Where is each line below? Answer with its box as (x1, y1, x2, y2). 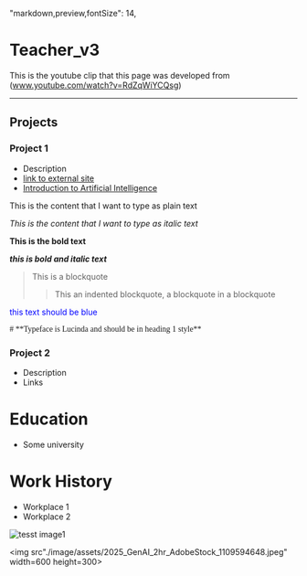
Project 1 (9, 142, 48, 155)
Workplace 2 (22, 511, 71, 522)
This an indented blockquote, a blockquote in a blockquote (54, 288, 276, 300)
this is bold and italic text (9, 253, 108, 264)
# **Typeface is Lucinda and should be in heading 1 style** (9, 324, 202, 334)
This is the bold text (9, 235, 87, 246)
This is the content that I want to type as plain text (9, 200, 198, 211)
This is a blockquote (31, 271, 108, 282)
